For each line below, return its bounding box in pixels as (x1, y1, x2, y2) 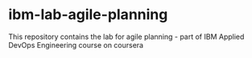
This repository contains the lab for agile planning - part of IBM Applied (8, 32, 245, 41)
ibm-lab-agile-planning (8, 6, 168, 24)
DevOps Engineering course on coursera (8, 40, 143, 49)
